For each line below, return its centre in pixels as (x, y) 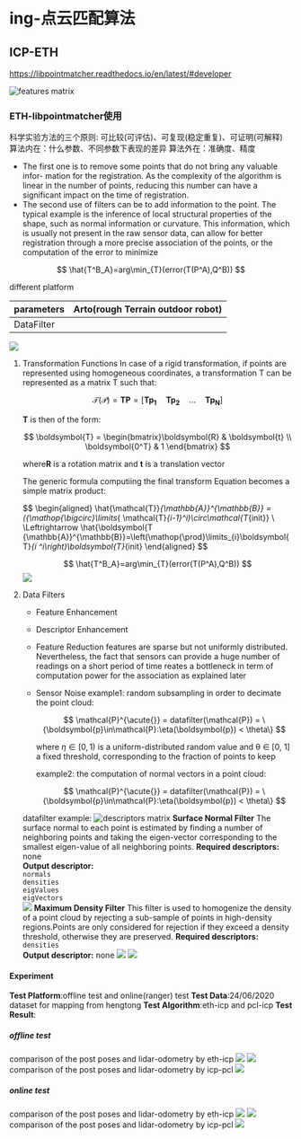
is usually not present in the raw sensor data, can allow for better (142, 234)
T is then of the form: (62, 419)
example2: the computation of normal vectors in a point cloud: (151, 774)
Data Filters (44, 595)
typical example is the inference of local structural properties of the (147, 214)
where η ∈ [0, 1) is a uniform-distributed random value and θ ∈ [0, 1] (163, 747)
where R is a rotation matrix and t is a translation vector (124, 464)
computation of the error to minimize (90, 252)
